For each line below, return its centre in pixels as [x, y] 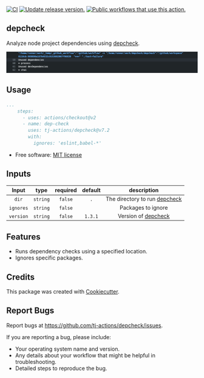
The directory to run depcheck [144, 199]
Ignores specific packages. [49, 258]
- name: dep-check [46, 124]
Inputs [19, 174]
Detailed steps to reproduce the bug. [61, 368]
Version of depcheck [144, 216]
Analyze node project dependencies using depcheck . [73, 43]
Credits [21, 277]
